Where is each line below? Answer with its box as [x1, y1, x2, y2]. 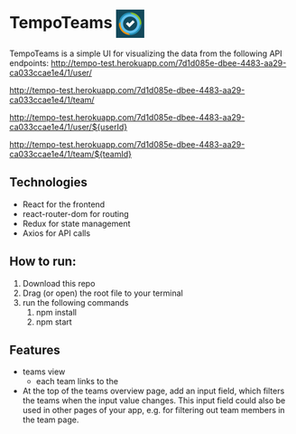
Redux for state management [22, 218, 131, 229]
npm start [35, 316, 72, 327]
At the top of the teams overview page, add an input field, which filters [22, 385, 285, 397]
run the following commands [22, 297, 129, 307]
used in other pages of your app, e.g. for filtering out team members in [22, 405, 286, 416]
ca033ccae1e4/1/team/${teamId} [9, 148, 133, 159]
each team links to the [35, 376, 119, 387]
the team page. [22, 414, 79, 425]
